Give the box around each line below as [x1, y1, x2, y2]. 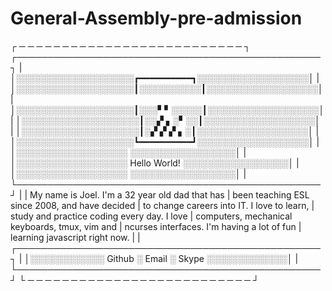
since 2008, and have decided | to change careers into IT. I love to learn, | [10, 199, 315, 211]
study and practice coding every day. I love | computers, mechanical [10, 210, 293, 222]
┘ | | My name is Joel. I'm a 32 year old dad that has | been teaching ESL [10, 188, 310, 201]
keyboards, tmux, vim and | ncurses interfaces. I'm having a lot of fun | [10, 220, 302, 232]
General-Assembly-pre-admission [10, 7, 303, 30]
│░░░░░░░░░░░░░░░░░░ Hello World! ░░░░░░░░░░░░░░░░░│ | [10, 157, 300, 169]
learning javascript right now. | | [10, 231, 141, 243]
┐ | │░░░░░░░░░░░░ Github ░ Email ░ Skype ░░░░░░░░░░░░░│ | [10, 252, 299, 264]
